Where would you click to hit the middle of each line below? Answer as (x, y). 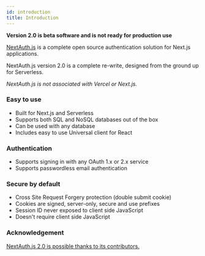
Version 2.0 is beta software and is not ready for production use (89, 35)
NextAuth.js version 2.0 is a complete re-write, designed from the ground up (102, 66)
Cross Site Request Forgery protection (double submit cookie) (93, 197)
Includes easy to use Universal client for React (74, 132)
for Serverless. (25, 72)
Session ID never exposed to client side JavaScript (79, 210)
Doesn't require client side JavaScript (62, 217)
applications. (22, 53)
